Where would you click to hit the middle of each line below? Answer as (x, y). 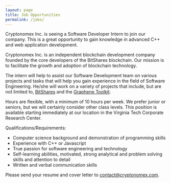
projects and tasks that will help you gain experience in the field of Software (85, 81)
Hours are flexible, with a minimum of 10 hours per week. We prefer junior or (86, 102)
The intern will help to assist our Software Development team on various (81, 76)
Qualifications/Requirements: (36, 128)
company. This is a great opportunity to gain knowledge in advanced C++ (83, 39)
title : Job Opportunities (33, 15)
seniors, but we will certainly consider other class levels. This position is (81, 107)
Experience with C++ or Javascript (49, 143)
